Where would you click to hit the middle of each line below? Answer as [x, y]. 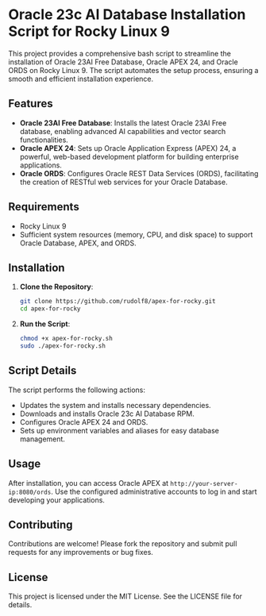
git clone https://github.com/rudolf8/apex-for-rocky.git [118, 302]
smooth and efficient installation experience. [81, 79]
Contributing [40, 524]
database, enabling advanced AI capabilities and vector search [123, 131]
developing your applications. [57, 500]
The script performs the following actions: [77, 390]
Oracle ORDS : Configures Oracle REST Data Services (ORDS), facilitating [139, 173]
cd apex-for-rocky [50, 309]
